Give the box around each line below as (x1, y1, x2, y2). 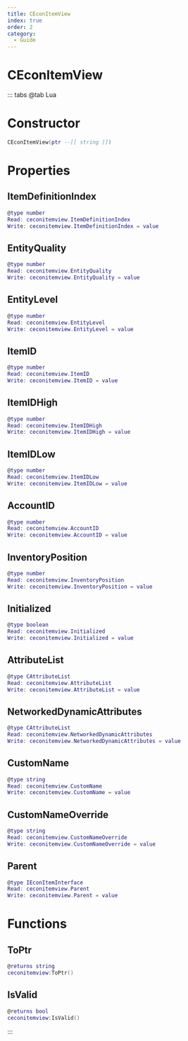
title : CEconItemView (7, 10, 71, 18)
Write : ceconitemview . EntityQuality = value (7, 274, 140, 282)
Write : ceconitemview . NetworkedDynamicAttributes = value (7, 737, 181, 744)
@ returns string (7, 963, 55, 970)
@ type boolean (7, 621, 49, 628)
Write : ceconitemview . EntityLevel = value (7, 326, 134, 333)
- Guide (13, 37, 37, 44)
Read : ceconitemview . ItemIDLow (7, 473, 99, 481)
